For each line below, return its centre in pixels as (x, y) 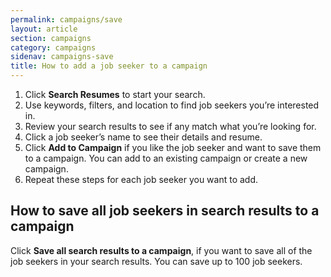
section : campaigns (51, 38)
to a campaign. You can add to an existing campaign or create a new (166, 158)
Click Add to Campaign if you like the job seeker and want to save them (173, 147)
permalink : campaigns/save (66, 19)
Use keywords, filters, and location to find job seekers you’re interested (172, 105)
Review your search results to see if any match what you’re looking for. (170, 126)
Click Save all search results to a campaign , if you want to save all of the (161, 250)
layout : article (44, 29)
